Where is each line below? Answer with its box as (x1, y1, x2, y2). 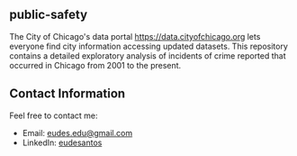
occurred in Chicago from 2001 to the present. (9, 60, 182, 70)
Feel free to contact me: (9, 110, 98, 121)
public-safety (9, 7, 88, 23)
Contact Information (9, 86, 126, 102)
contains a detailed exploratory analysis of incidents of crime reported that (9, 50, 286, 61)
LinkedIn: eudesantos (22, 137, 103, 148)
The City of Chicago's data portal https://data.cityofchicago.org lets (9, 31, 261, 41)
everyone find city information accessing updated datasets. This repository (9, 41, 288, 51)
